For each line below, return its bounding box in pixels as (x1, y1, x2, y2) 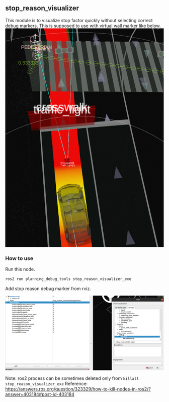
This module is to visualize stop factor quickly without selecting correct (5, 17, 153, 23)
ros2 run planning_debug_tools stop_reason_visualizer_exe (5, 276, 132, 282)
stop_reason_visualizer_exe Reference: (5, 380, 88, 386)
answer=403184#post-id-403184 (5, 391, 74, 397)
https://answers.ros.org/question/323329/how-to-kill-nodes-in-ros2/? (5, 386, 151, 392)
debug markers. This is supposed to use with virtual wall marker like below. (5, 23, 161, 29)
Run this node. (5, 266, 35, 272)
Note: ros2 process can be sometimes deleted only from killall (5, 375, 139, 381)
